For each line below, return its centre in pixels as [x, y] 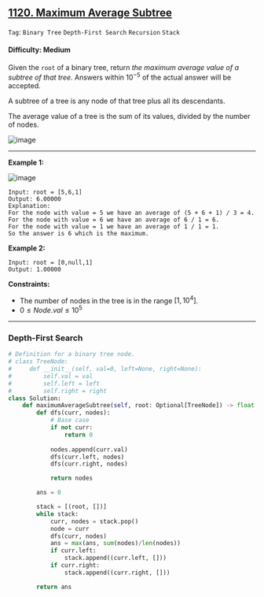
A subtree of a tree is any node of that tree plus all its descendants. [117, 101]
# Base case [70, 421]
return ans [54, 587]
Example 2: [27, 248]
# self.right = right [58, 391]
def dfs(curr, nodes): [73, 413]
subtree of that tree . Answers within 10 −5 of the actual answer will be [120, 76]
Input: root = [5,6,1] [45, 192]
